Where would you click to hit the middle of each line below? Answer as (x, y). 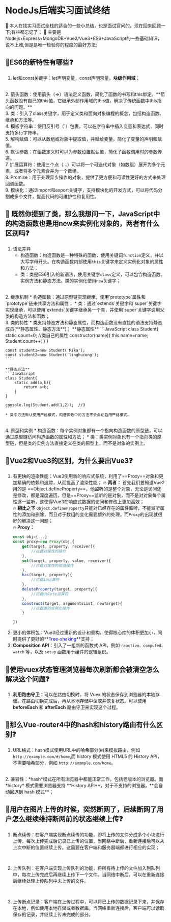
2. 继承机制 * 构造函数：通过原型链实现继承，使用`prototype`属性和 (76, 297)
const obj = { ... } (30, 537)
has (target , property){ (47, 575)
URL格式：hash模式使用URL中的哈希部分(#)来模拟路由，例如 (76, 750)
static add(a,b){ (33, 383)
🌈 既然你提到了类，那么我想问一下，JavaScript (79, 214)
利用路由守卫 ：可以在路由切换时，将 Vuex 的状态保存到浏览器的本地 (84, 694)
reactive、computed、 (143, 646)
